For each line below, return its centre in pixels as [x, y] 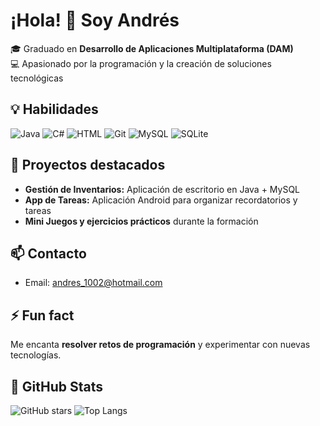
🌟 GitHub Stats [56, 386]
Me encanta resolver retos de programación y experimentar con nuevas [160, 345]
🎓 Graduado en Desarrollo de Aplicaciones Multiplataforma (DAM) [152, 48]
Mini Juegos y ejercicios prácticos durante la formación [141, 221]
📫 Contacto [48, 253]
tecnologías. [36, 355]
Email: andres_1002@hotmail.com [93, 283]
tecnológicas [37, 78]
